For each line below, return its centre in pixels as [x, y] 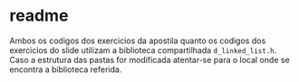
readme [39, 16]
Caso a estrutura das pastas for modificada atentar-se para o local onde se [149, 59]
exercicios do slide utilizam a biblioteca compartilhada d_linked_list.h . [143, 50]
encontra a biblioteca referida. [66, 69]
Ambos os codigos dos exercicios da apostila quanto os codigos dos [138, 41]
